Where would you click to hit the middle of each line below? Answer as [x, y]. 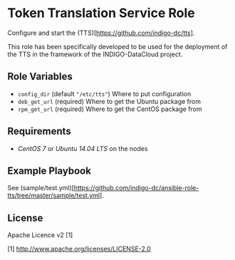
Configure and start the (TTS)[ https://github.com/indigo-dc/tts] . [101, 33]
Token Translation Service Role [101, 13]
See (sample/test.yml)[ [41, 188]
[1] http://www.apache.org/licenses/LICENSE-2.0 [79, 249]
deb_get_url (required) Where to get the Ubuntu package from [109, 101]
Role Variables [40, 77]
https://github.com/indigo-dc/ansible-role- [136, 188]
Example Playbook [49, 171]
